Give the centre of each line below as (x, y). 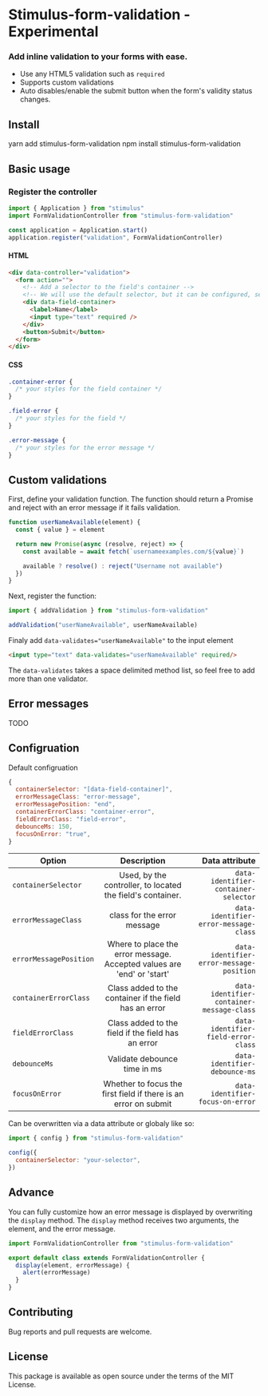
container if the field (143, 998)
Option (53, 861)
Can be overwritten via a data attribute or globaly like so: (101, 1124)
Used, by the (143, 875)
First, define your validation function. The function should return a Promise (131, 499)
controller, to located (142, 886)
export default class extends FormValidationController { (106, 1258)
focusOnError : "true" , (53, 834)
